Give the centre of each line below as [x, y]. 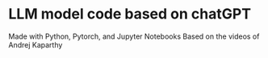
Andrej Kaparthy [36, 44]
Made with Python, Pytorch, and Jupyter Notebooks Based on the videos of [134, 36]
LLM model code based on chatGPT [130, 14]
